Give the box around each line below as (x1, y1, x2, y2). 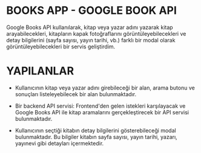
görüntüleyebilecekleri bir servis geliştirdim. (6, 43, 116, 50)
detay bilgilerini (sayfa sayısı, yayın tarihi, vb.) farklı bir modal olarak (6, 36, 176, 44)
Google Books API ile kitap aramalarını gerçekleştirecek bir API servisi (15, 108, 189, 116)
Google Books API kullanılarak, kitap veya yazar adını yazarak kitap (6, 24, 174, 31)
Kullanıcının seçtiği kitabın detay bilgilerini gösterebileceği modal (15, 126, 177, 134)
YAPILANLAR (6, 64, 74, 78)
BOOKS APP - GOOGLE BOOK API (6, 4, 177, 18)
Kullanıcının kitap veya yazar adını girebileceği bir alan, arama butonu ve (15, 84, 195, 91)
